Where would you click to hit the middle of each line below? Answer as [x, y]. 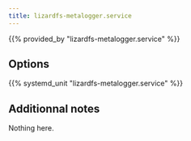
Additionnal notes [54, 108]
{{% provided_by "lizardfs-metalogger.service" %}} [94, 39]
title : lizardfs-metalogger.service [70, 16]
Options [29, 64]
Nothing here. [31, 128]
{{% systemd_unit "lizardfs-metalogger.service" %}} [96, 83]
